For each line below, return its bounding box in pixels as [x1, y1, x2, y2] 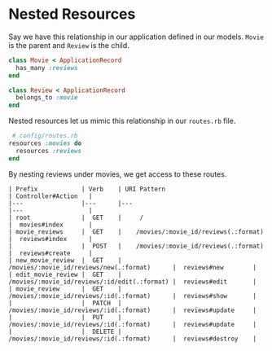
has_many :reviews [15, 64, 79, 72]
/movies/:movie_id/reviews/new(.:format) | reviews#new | [8, 263, 257, 271]
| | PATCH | [8, 299, 122, 307]
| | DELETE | [8, 327, 122, 336]
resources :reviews [15, 147, 82, 155]
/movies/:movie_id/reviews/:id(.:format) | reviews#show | [8, 292, 257, 300]
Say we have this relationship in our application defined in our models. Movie [8, 32, 265, 42]
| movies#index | [8, 221, 93, 229]
